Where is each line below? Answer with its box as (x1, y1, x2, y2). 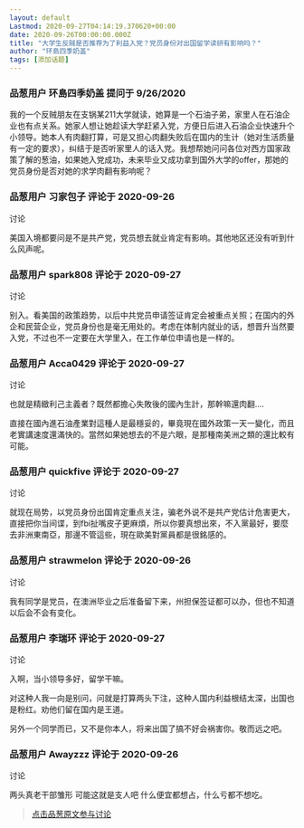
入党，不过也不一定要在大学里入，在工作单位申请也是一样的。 (9, 332, 240, 343)
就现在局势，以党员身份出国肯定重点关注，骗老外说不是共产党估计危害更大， (9, 507, 295, 518)
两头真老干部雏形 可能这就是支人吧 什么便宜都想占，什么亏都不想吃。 (9, 789, 268, 801)
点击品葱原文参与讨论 (31, 809, 111, 820)
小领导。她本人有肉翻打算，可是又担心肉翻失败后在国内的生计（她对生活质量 (9, 132, 295, 143)
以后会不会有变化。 (9, 607, 81, 618)
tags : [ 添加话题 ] (9, 55, 70, 64)
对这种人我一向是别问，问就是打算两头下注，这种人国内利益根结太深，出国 (9, 693, 287, 704)
